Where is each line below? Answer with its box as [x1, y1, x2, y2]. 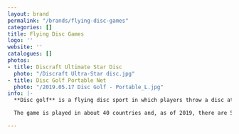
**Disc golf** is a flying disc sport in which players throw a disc [14, 97, 224, 104]
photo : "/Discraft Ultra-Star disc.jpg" [14, 70, 135, 77]
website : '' [7, 43, 43, 51]
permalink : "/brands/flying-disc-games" [7, 17, 129, 24]
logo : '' [7, 37, 33, 44]
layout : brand [7, 10, 50, 18]
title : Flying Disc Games [7, 30, 84, 38]
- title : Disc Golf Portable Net [7, 76, 107, 84]
